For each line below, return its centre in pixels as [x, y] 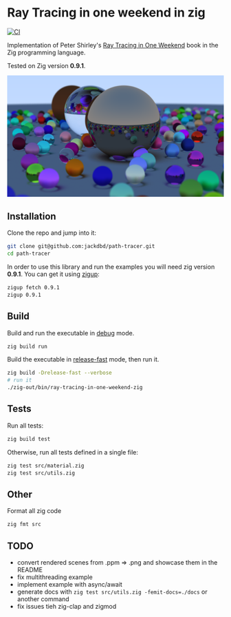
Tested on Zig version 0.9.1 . [46, 65]
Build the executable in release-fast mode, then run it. [83, 359]
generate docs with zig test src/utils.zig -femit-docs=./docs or [112, 592]
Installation [32, 216]
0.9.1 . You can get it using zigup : [53, 274]
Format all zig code [34, 511]
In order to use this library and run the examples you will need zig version [111, 267]
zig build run [27, 346]
